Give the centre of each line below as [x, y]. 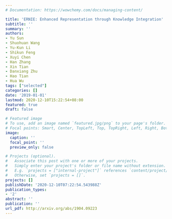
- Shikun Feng [20, 52]
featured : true [21, 105]
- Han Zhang [18, 62]
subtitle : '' [19, 24]
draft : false [19, 110]
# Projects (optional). [31, 156]
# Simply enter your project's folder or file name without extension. [86, 166]
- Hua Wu [15, 81]
